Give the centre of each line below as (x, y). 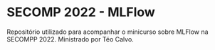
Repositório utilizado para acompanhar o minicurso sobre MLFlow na (107, 32)
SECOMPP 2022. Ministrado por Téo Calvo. (70, 39)
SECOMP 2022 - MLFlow (81, 12)
